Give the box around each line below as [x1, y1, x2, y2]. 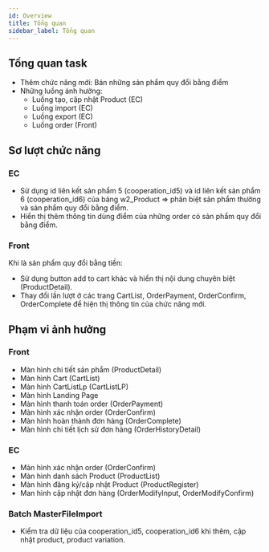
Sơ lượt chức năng [8, 144, 101, 157]
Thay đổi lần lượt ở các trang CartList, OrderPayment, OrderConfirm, [19, 290, 247, 301]
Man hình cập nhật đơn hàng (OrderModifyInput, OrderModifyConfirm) [19, 489, 255, 498]
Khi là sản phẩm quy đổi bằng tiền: [8, 258, 123, 268]
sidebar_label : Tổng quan [8, 26, 95, 34]
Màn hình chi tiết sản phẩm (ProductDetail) [19, 364, 162, 374]
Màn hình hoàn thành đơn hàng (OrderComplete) [19, 416, 182, 425]
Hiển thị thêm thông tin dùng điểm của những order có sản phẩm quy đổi [19, 211, 262, 221]
